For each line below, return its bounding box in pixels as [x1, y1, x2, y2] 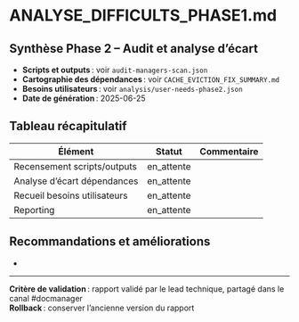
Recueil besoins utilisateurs [13, 189, 128, 202]
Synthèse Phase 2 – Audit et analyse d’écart [9, 41, 258, 56]
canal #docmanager [9, 293, 83, 303]
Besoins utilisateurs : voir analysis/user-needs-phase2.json [21, 84, 243, 94]
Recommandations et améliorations [9, 234, 211, 250]
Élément [58, 144, 94, 157]
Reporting [13, 203, 55, 216]
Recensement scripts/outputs [13, 160, 138, 172]
